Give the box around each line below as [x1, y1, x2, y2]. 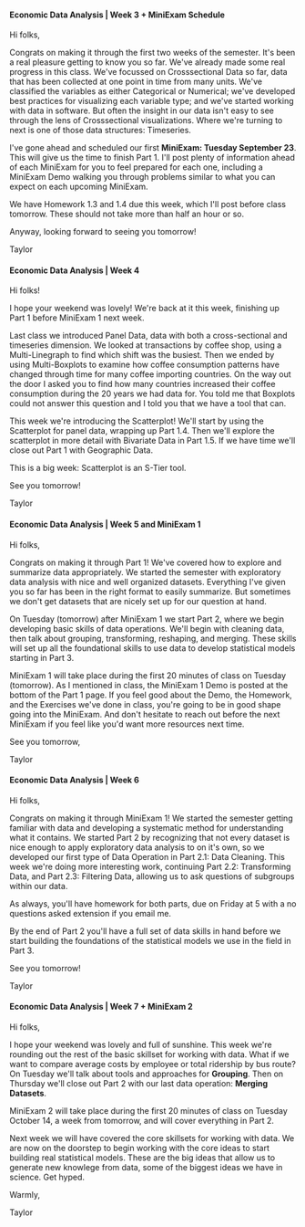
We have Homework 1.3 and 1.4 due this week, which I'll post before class [9, 199, 287, 210]
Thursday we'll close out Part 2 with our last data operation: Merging [9, 1078, 269, 1089]
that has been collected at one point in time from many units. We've [9, 76, 263, 88]
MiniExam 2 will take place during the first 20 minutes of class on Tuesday [9, 1106, 289, 1117]
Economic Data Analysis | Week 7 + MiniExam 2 [9, 1002, 193, 1012]
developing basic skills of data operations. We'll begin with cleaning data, [9, 623, 285, 634]
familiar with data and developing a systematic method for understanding [9, 822, 284, 833]
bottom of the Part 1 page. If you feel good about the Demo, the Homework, [9, 689, 293, 700]
